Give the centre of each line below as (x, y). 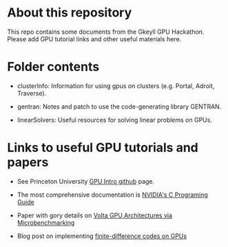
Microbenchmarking (46, 222)
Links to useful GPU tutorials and (103, 148)
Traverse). (32, 93)
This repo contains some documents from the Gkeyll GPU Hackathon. (106, 32)
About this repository (70, 13)
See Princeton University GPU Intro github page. (86, 181)
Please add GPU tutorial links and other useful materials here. (94, 39)
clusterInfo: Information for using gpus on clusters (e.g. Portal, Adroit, (116, 86)
